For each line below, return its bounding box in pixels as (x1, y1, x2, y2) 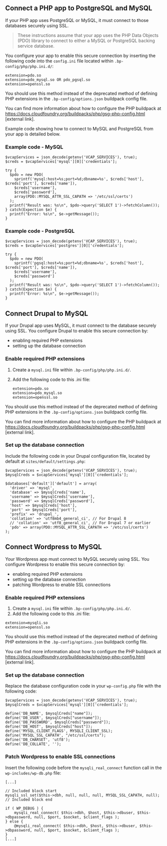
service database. (17, 42, 55, 49)
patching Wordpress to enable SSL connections (12, 582, 111, 588)
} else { (5, 819, 23, 824)
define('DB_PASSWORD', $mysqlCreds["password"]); (5, 720, 111, 725)
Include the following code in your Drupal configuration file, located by (5, 453, 150, 459)
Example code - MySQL (5, 143, 63, 150)
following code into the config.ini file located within (5, 57, 114, 64)
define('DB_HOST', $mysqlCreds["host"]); (5, 724, 93, 729)
